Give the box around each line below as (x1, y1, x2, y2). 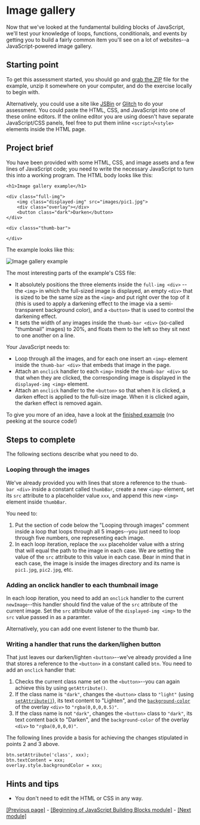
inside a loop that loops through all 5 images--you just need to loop (14, 527, 180, 535)
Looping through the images (6, 465, 90, 474)
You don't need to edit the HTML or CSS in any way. (14, 794, 143, 802)
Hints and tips (6, 779, 59, 789)
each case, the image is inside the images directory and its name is (14, 559, 180, 566)
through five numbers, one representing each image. (14, 534, 145, 541)
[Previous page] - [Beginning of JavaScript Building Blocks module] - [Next (6, 806, 191, 814)
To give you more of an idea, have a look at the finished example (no (6, 411, 175, 418)
